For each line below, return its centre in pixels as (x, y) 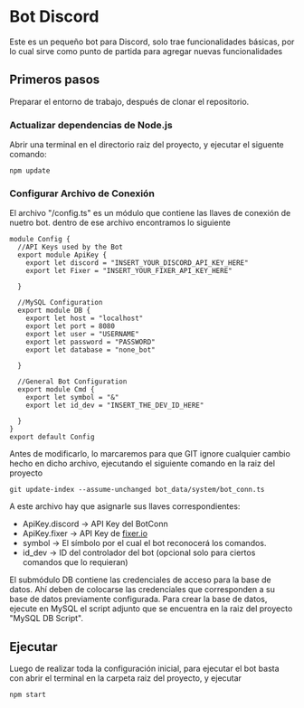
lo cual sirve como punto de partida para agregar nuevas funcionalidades (146, 51)
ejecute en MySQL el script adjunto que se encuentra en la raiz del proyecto (151, 609)
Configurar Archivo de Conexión (82, 194)
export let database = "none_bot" (90, 350)
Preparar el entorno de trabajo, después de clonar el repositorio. (129, 101)
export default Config (52, 437)
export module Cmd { (56, 390)
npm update (30, 171)
